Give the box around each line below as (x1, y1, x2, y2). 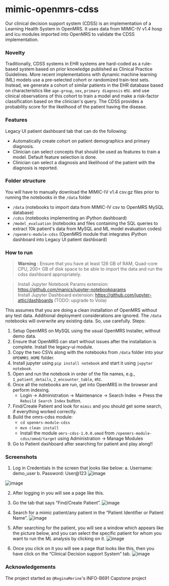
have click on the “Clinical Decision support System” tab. (12, 551, 131, 557)
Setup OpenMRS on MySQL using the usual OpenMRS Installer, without (12, 328, 160, 334)
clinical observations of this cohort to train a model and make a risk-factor (5, 93, 159, 99)
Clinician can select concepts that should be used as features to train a (12, 149, 160, 155)
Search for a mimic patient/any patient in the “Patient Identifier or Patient (12, 509, 164, 516)
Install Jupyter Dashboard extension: (17, 292, 94, 298)
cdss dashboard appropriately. (17, 271, 82, 277)
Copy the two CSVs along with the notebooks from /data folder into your (12, 349, 164, 355)
